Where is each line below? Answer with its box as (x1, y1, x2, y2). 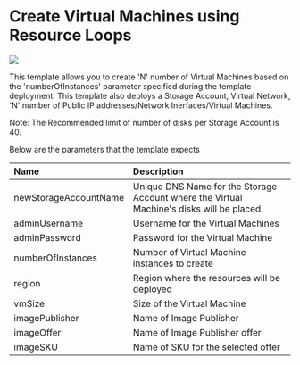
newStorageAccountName (13, 191, 125, 203)
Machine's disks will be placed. (132, 203, 263, 215)
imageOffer (13, 326, 62, 338)
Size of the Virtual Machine (132, 297, 246, 310)
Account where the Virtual (132, 191, 243, 203)
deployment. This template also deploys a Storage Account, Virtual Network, (9, 90, 291, 101)
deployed (132, 283, 172, 295)
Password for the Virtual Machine (132, 231, 273, 244)
